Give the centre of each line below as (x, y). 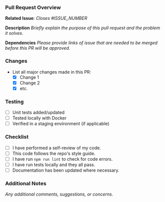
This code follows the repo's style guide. (54, 153)
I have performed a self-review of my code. (56, 148)
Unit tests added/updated (38, 112)
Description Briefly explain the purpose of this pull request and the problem (83, 28)
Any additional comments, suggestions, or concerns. (59, 194)
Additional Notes (26, 183)
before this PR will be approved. (38, 48)
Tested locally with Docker (39, 118)
